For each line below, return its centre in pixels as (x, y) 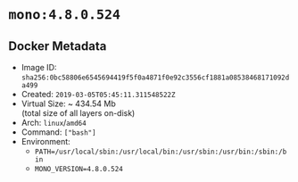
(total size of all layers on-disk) (78, 113)
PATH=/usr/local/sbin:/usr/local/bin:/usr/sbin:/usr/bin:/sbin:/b (161, 152)
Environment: (46, 141)
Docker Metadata (58, 46)
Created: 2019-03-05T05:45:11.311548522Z (98, 94)
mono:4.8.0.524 (65, 15)
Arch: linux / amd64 (54, 123)
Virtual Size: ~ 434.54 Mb (69, 103)
